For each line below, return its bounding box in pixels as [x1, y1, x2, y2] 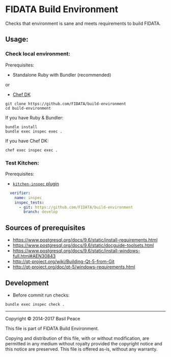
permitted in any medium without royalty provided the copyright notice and [5, 340, 163, 346]
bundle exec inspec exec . [5, 128, 63, 134]
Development [5, 278, 49, 287]
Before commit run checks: [12, 292, 70, 298]
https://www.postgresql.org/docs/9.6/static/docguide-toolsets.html [12, 242, 154, 248]
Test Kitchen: [5, 159, 39, 166]
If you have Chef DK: [5, 138, 49, 144]
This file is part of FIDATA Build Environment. [5, 325, 99, 331]
